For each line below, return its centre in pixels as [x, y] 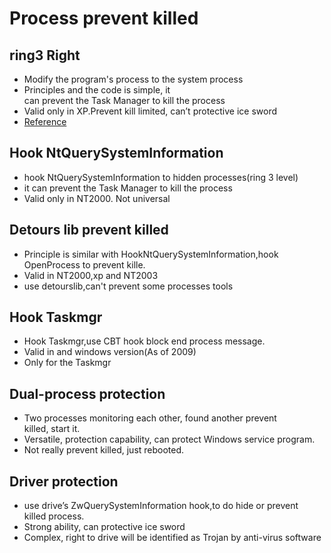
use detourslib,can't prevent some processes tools [128, 286]
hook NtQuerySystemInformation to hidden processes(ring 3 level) [161, 177]
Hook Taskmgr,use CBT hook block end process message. [144, 341]
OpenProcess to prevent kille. [84, 264]
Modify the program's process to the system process [133, 79]
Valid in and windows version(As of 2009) [110, 352]
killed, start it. [52, 429]
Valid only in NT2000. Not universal [97, 198]
